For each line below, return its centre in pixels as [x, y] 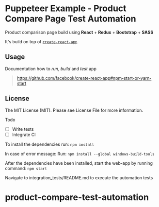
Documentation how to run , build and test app [51, 69]
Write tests [23, 129]
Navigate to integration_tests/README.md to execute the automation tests [79, 177]
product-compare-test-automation [77, 197]
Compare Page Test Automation [71, 19]
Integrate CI [24, 135]
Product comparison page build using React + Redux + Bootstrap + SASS [79, 32]
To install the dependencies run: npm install [50, 144]
